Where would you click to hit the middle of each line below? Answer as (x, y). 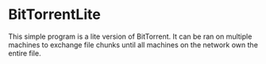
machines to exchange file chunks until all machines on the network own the (133, 44)
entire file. (25, 53)
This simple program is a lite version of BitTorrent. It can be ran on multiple (130, 36)
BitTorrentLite (54, 15)
